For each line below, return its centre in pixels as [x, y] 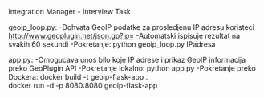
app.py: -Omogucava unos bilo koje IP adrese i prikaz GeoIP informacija [127, 60]
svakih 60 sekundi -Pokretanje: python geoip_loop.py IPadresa [112, 44]
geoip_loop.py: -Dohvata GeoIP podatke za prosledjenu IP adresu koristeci [132, 27]
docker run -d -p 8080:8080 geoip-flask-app [83, 85]
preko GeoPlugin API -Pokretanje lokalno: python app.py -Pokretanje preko [132, 68]
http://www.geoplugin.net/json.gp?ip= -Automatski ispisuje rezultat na [124, 36]
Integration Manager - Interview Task [69, 12]
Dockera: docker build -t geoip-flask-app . [78, 77]
